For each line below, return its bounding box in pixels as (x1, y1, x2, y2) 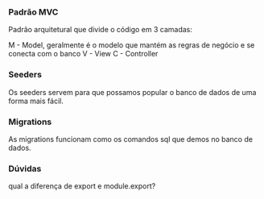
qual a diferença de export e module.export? (8, 181, 156, 191)
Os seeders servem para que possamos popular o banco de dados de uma (8, 87, 257, 97)
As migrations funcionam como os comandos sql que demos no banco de (8, 134, 254, 143)
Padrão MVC (8, 6, 59, 18)
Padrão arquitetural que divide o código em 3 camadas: (8, 25, 193, 35)
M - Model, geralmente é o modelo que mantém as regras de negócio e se (8, 40, 255, 50)
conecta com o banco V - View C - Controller (8, 49, 159, 59)
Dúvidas (8, 163, 42, 174)
